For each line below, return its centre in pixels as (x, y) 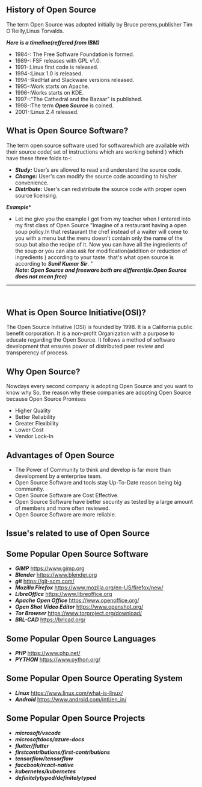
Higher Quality (33, 411)
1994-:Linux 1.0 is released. (49, 73)
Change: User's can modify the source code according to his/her (96, 176)
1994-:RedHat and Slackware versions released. (75, 80)
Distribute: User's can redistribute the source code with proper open (100, 189)
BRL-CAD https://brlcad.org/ (50, 619)
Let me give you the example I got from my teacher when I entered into (103, 219)
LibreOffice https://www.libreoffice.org (63, 594)
